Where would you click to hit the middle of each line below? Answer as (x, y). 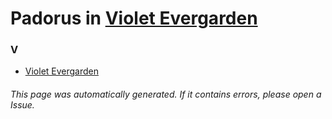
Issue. (22, 105)
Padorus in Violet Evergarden (134, 18)
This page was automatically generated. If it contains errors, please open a (166, 94)
